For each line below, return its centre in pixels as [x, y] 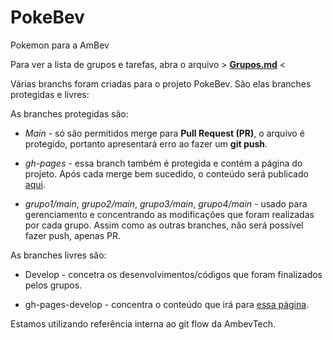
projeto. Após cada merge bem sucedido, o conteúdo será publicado [166, 173]
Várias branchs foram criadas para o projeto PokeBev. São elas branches [161, 83]
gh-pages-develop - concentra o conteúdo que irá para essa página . [167, 304]
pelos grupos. [53, 285]
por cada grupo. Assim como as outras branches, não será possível [164, 225]
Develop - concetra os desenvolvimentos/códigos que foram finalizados [173, 274]
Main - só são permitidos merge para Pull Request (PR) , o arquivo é [164, 133]
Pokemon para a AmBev [60, 45]
